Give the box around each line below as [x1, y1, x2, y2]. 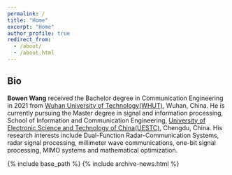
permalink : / [7, 10, 45, 17]
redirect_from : [7, 36, 52, 43]
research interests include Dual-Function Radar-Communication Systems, [7, 131, 219, 139]
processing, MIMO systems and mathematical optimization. [7, 146, 178, 154]
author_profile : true [7, 29, 71, 37]
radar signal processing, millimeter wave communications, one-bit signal [7, 138, 217, 147]
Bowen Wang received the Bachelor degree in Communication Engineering [7, 94, 224, 102]
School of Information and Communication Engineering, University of [7, 116, 206, 125]
